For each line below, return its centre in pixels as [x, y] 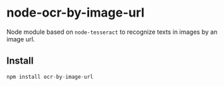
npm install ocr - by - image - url [50, 77]
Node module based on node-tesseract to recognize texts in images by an [112, 32]
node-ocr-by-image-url [75, 13]
